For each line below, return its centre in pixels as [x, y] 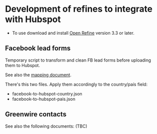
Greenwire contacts [36, 114]
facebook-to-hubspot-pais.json [44, 99]
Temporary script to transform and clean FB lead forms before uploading [78, 60]
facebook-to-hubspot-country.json [47, 93]
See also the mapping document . [38, 75]
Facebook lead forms [38, 48]
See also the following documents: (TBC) [46, 126]
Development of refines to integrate [79, 9]
